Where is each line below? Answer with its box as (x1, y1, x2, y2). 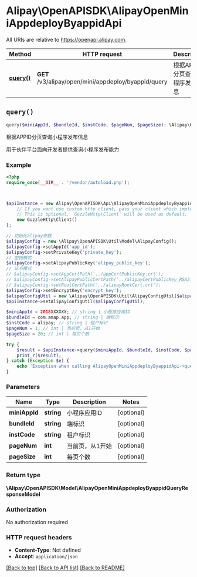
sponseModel (6, 491, 40, 498)
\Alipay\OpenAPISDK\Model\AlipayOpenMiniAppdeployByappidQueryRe (6, 484, 189, 491)
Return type (6, 471, 41, 479)
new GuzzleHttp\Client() (16, 217, 77, 223)
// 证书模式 (6, 266, 32, 271)
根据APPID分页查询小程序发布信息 (6, 133, 89, 140)
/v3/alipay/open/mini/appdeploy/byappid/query (37, 78, 168, 86)
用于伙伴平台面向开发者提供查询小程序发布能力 (6, 146, 119, 153)
